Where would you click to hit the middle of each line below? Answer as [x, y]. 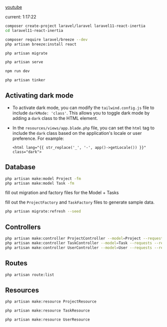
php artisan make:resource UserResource [48, 320]
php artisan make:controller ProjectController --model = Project [73, 238]
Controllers [23, 227]
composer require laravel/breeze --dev [46, 39]
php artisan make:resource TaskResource [48, 311]
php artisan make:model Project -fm [43, 179]
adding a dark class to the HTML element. [55, 118]
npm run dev [17, 71]
